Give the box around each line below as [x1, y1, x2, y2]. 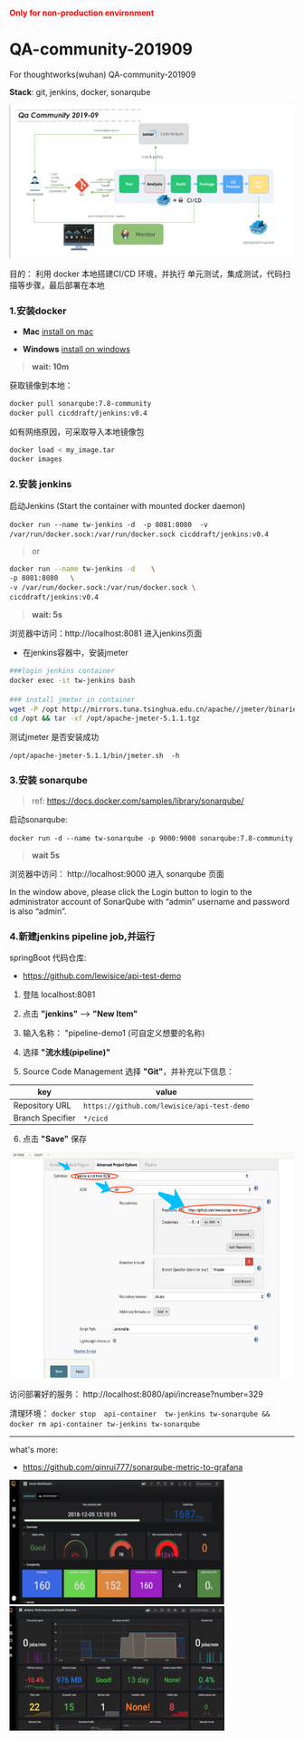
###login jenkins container [9, 667, 116, 676]
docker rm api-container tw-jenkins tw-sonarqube [9, 1420, 201, 1429]
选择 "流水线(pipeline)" [22, 1046, 111, 1057]
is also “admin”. [9, 906, 67, 917]
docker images [9, 455, 63, 464]
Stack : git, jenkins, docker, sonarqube [9, 86, 151, 97]
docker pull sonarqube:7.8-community [9, 399, 152, 408]
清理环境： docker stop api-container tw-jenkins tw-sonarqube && [9, 1408, 271, 1419]
